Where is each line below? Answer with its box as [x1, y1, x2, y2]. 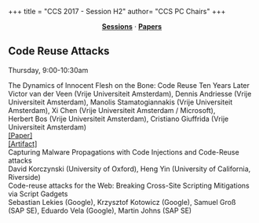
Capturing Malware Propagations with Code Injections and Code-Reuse [8, 147, 239, 156]
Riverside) [8, 172, 41, 181]
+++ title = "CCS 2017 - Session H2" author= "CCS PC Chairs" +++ [8, 7, 226, 16]
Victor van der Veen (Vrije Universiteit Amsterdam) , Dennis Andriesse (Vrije [8, 89, 252, 98]
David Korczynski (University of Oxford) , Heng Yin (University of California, [8, 164, 251, 174]
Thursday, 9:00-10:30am [8, 65, 89, 75]
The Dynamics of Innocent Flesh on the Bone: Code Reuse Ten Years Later [8, 80, 250, 90]
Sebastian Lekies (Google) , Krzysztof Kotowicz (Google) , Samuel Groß [8, 197, 236, 207]
